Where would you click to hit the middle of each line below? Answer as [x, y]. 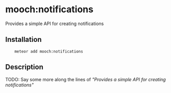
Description [24, 67]
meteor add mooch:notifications [49, 51]
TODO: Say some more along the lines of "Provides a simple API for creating [86, 79]
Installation [23, 40]
